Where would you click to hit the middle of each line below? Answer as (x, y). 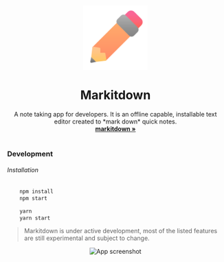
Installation (23, 170)
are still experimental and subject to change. (87, 238)
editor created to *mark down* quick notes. (115, 121)
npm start (34, 199)
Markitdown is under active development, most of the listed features (121, 231)
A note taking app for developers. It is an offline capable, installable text (115, 114)
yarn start (35, 218)
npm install (36, 192)
